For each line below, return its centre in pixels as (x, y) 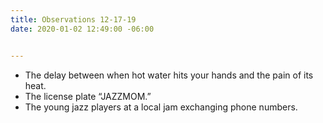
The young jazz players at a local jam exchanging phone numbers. (161, 107)
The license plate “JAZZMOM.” (88, 96)
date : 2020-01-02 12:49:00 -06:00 (82, 29)
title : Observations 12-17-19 (73, 19)
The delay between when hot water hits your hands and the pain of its (169, 75)
